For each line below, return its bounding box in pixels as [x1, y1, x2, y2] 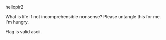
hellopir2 [5, 4, 24, 10]
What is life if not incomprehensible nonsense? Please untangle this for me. [5, 14, 161, 19]
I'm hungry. [5, 19, 29, 25]
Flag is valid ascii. [5, 29, 42, 34]
